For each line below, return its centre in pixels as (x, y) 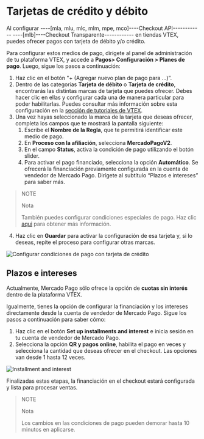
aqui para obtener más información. (66, 224)
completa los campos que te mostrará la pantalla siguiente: (89, 123)
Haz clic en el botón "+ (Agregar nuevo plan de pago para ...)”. (93, 78)
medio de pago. (44, 136)
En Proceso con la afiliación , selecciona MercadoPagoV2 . (98, 142)
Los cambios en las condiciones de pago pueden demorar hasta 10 (105, 422)
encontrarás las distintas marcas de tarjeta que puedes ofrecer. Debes (104, 90)
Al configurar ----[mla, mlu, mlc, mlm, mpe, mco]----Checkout (85, 28)
